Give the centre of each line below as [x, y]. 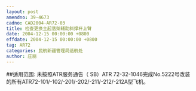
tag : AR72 [19, 45]
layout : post [22, 12]
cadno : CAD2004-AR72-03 [36, 23]
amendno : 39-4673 [28, 17]
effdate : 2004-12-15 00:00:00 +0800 [52, 40]
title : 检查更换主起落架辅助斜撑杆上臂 [49, 28]
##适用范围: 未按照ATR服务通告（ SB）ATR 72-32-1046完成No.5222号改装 [98, 74]
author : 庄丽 [22, 56]
